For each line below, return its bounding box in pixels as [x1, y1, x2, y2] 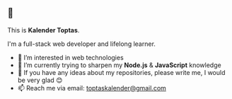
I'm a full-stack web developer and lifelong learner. [7, 40, 156, 48]
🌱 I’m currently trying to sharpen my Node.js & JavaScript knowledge [17, 61, 221, 69]
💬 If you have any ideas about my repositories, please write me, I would [17, 68, 226, 76]
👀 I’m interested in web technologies [17, 53, 124, 62]
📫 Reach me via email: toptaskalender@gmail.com [17, 83, 166, 92]
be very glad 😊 [17, 76, 63, 84]
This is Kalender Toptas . [7, 25, 80, 34]
